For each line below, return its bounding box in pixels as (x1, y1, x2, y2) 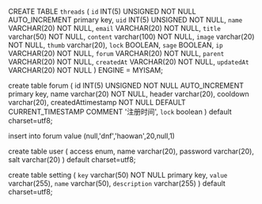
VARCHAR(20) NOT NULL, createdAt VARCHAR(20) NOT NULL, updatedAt (8, 57, 249, 66)
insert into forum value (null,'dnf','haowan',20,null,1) (8, 131, 176, 141)
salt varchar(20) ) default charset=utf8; (8, 155, 136, 164)
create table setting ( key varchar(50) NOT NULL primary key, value (8, 170, 228, 179)
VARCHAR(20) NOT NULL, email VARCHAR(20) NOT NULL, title (8, 24, 222, 32)
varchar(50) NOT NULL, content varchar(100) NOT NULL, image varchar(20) (8, 32, 255, 41)
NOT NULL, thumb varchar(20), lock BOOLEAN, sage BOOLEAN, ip (8, 40, 223, 50)
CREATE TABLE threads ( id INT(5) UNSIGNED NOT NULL (8, 7, 196, 16)
